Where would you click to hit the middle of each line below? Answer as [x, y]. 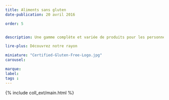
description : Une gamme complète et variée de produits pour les [75, 37]
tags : [12, 78]
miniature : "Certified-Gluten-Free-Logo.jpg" [54, 55]
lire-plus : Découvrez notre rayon [41, 46]
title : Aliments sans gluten [36, 10]
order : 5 [14, 24]
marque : [13, 69]
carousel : [16, 60]
